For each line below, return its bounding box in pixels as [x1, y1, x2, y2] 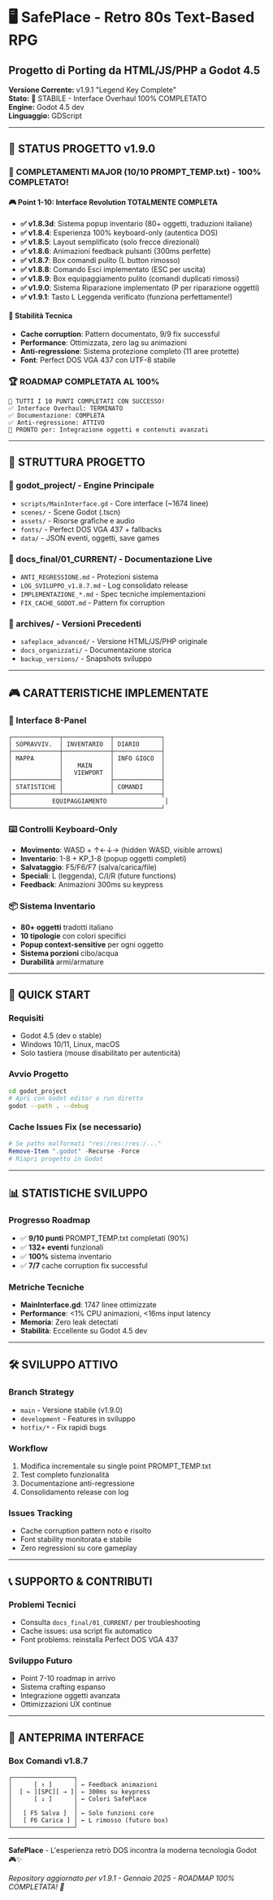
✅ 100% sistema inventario [19, 1251, 112, 1261]
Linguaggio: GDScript [8, 111, 83, 120]
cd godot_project [8, 1087, 67, 1095]
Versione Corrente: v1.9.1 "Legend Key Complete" [8, 85, 177, 94]
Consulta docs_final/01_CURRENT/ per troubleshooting [19, 1618, 201, 1627]
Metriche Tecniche [8, 1281, 84, 1293]
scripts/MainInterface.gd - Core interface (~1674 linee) [19, 498, 209, 508]
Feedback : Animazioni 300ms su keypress [19, 880, 164, 890]
